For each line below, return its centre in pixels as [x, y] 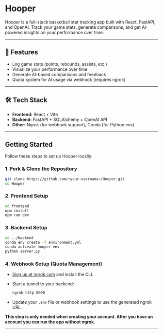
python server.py [23, 252]
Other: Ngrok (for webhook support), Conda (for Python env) [73, 124]
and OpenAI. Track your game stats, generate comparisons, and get [73, 27]
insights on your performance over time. [64, 32]
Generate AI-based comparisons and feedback [59, 74]
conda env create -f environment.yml [43, 242]
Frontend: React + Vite [35, 114]
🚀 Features [22, 52]
